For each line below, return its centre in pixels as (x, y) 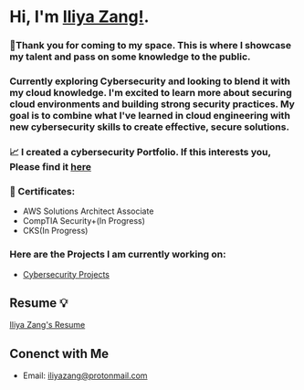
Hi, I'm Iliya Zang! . (79, 17)
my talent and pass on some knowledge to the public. (130, 57)
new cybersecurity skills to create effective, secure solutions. (150, 127)
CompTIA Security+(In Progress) (84, 221)
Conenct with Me (59, 353)
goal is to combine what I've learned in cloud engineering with (150, 116)
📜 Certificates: (42, 191)
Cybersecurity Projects (66, 274)
